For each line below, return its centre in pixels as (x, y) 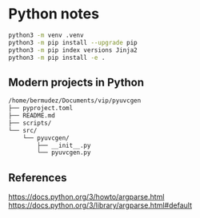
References (38, 178)
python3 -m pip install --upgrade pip (73, 42)
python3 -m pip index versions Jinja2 (73, 50)
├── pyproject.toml (41, 109)
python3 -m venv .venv (46, 35)
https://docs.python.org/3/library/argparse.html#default (100, 205)
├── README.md (32, 116)
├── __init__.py (64, 145)
